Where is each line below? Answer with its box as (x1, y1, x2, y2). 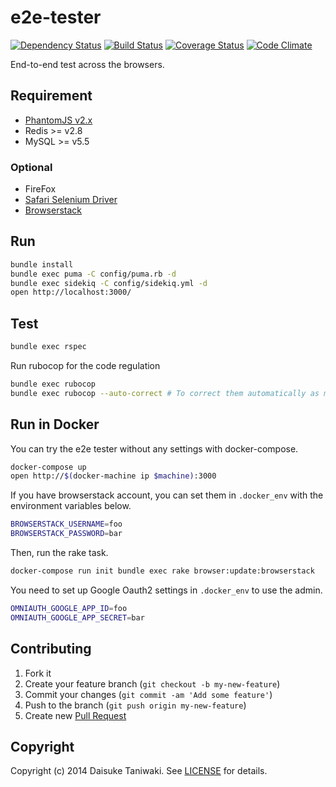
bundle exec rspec (10, 342, 87, 352)
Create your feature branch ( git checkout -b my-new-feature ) (24, 677, 281, 690)
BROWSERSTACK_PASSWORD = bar (10, 529, 123, 539)
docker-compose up (10, 462, 87, 472)
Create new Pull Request (24, 709, 127, 721)
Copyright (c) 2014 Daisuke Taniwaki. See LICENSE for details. (10, 765, 268, 777)
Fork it (24, 667, 52, 679)
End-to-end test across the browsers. (10, 58, 165, 70)
